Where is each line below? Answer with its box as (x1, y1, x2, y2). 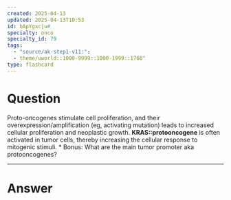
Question (7, 91, 60, 107)
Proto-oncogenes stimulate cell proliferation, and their (7, 113, 160, 122)
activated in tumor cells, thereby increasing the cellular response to (7, 135, 198, 144)
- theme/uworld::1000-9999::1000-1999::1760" (13, 55, 146, 62)
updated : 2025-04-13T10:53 (7, 16, 85, 23)
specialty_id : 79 (7, 36, 57, 43)
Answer (7, 180, 53, 196)
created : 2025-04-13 (7, 10, 67, 17)
